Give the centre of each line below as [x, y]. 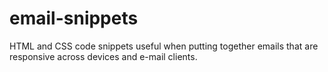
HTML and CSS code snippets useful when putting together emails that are [164, 46]
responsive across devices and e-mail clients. [103, 56]
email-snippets [74, 18]
